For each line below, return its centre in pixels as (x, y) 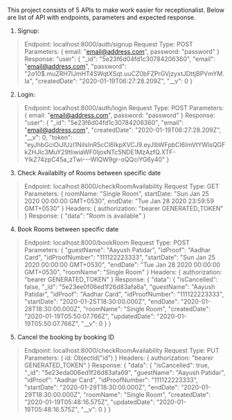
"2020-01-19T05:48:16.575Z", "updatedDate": (89, 402)
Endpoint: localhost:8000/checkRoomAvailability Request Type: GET (122, 186)
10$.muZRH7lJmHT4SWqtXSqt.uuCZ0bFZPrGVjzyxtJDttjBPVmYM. (130, 73)
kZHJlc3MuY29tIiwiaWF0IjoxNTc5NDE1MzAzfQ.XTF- (100, 152)
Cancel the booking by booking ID (66, 337)
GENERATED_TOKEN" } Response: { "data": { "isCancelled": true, (117, 365)
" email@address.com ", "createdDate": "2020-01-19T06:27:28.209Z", (123, 130)
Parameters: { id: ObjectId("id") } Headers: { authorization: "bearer (118, 358)
